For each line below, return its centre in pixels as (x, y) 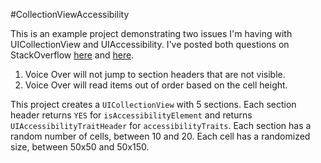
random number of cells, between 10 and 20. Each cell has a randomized (160, 136)
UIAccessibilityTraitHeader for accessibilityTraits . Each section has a (161, 125)
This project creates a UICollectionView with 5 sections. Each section (153, 104)
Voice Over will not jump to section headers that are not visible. (155, 74)
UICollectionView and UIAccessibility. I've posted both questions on (150, 44)
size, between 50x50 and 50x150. (80, 147)
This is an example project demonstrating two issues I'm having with (151, 33)
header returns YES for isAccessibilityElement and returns (131, 115)
